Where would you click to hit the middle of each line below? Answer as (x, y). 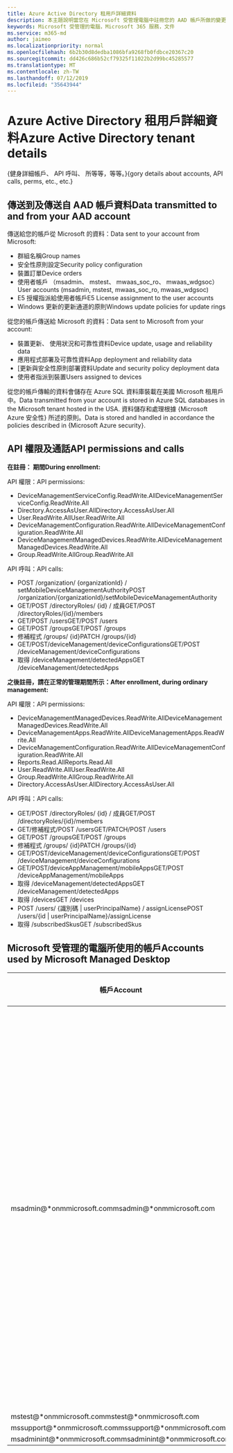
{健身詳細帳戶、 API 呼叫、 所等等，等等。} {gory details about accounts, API (115, 173)
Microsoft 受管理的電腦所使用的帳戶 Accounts (106, 948)
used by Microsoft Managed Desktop (89, 960)
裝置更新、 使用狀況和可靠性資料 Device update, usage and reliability (115, 343)
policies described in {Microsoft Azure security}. (76, 425)
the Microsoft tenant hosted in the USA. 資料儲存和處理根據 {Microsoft (107, 409)
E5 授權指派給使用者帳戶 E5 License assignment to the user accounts (115, 298)
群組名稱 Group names (49, 256)
